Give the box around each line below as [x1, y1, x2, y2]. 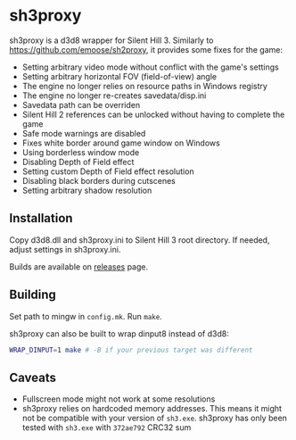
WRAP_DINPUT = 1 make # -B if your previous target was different [9, 345, 253, 354]
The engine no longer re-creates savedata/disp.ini [21, 90, 207, 101]
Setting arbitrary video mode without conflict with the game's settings [21, 62, 279, 72]
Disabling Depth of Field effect [21, 156, 135, 167]
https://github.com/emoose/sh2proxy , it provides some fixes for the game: [9, 44, 284, 54]
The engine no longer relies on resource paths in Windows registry [21, 80, 267, 91]
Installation [9, 211, 73, 226]
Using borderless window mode [21, 146, 140, 157]
